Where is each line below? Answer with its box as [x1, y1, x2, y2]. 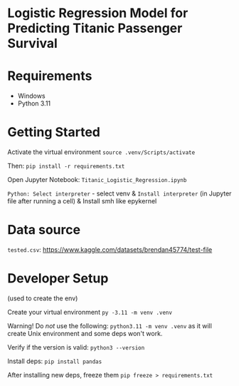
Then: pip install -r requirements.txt [7, 162, 125, 171]
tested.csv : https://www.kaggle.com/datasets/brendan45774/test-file [7, 245, 213, 254]
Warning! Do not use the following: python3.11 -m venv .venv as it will [7, 321, 212, 330]
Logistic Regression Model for [7, 5, 188, 21]
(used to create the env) [7, 294, 78, 303]
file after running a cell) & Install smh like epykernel [7, 197, 157, 205]
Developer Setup [7, 270, 109, 287]
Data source [7, 222, 80, 238]
